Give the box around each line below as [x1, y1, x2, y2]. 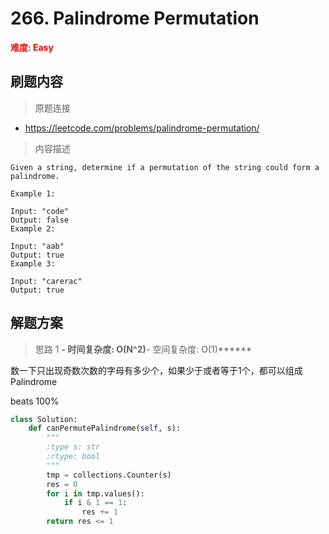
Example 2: [10, 223, 56, 234]
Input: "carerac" [10, 276, 83, 286]
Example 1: [10, 188, 56, 199]
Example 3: [10, 258, 56, 269]
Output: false [10, 215, 70, 225]
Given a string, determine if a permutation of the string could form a [10, 162, 320, 172]
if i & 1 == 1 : [63, 498, 128, 508]
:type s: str [46, 442, 101, 452]
